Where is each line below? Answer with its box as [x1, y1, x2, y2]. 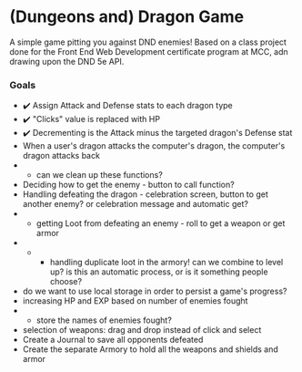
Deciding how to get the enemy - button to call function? [22, 180, 235, 191]
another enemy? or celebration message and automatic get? [22, 199, 248, 210]
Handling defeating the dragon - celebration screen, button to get [22, 189, 268, 200]
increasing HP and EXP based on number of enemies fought [22, 295, 248, 306]
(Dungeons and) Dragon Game [9, 6, 244, 27]
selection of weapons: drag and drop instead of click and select [22, 325, 262, 336]
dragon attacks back [22, 150, 100, 161]
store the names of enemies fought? [35, 315, 173, 325]
